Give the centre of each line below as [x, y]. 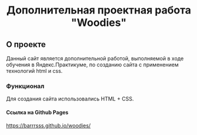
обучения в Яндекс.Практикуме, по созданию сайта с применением [92, 65]
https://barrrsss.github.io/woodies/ [49, 125]
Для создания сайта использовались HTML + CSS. [70, 99]
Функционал [25, 86]
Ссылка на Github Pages [37, 112]
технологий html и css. [34, 71]
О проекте [26, 44]
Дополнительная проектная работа [99, 10]
